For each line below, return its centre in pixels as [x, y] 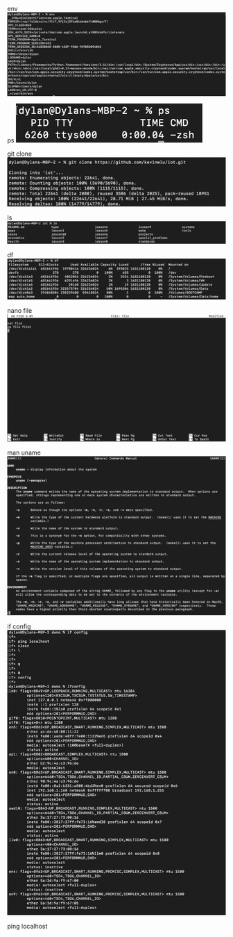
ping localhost [27, 926]
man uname [24, 453]
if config [19, 626]
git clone [20, 154]
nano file [20, 310]
